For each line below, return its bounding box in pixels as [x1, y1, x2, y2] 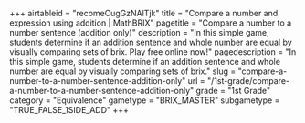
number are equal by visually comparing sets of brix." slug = [9, 66, 237, 77]
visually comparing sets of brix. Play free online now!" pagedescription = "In [9, 46, 297, 57]
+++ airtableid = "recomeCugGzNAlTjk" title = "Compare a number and [9, 8, 279, 18]
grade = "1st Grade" [195, 86, 271, 96]
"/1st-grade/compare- [206, 76, 290, 86]
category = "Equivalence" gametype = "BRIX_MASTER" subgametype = [9, 95, 280, 106]
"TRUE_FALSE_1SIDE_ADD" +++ [9, 105, 130, 115]
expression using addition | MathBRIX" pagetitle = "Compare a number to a [9, 17, 292, 28]
